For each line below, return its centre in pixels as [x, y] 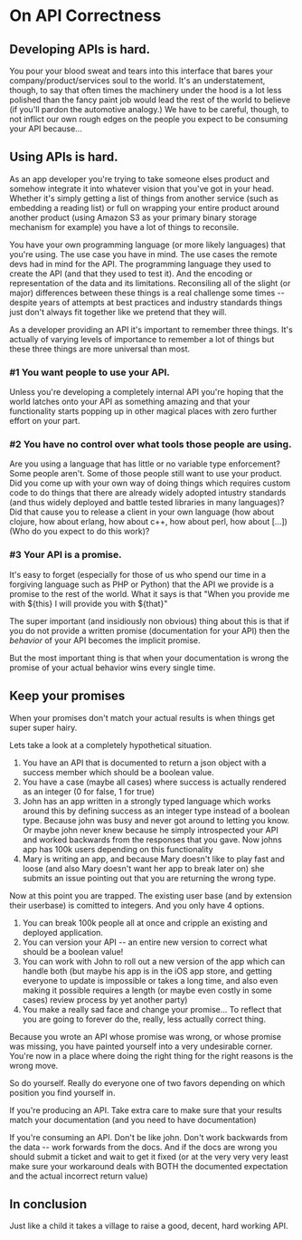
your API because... [46, 129]
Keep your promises [67, 696]
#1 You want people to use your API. [90, 372]
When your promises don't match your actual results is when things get [142, 717]
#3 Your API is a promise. [66, 555]
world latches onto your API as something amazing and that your [130, 402]
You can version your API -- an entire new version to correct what [145, 942]
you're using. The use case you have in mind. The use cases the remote [143, 254]
